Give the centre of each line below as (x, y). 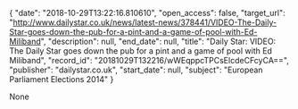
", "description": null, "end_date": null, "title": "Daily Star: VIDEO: (158, 41)
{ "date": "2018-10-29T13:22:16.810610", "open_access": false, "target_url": (147, 13)
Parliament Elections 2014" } (62, 79)
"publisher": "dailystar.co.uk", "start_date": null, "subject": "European (136, 70)
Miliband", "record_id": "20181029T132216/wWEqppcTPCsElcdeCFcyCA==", (149, 60)
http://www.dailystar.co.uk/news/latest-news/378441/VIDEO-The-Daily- (145, 22)
